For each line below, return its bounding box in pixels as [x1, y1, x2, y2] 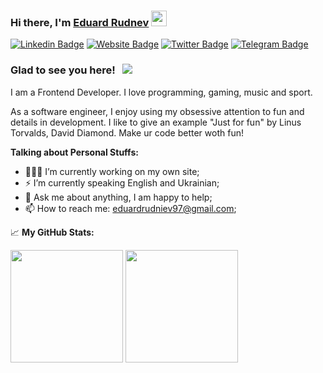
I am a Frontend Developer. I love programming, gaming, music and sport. [10, 86, 313, 98]
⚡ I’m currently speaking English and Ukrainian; [24, 176, 220, 189]
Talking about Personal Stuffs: [10, 146, 139, 158]
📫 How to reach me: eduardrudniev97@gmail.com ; [24, 202, 237, 214]
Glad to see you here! [10, 63, 116, 77]
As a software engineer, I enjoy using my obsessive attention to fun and [10, 105, 305, 117]
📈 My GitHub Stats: [10, 226, 95, 238]
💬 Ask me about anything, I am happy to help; [24, 191, 213, 203]
